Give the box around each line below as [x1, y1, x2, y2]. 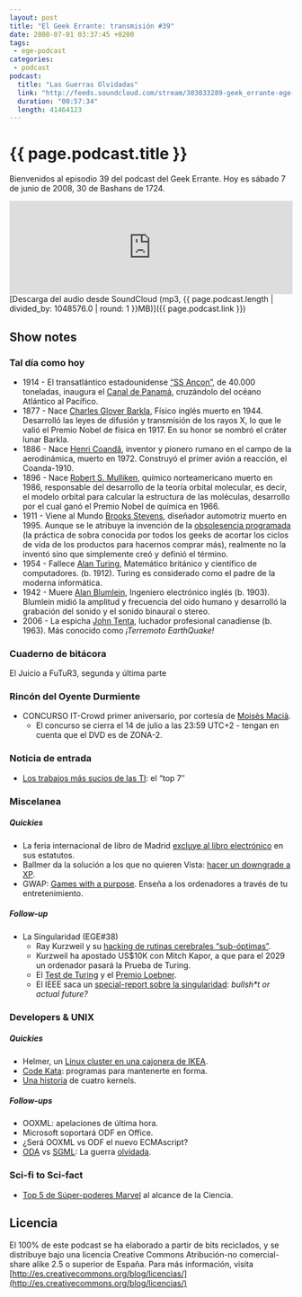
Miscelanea [9, 795, 61, 807]
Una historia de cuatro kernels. [22, 1075, 137, 1086]
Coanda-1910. [22, 462, 75, 473]
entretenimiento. [22, 887, 84, 899]
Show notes [9, 329, 77, 344]
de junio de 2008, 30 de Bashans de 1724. [9, 183, 165, 194]
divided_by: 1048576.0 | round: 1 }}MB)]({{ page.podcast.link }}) [9, 303, 246, 315]
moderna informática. [22, 577, 103, 588]
